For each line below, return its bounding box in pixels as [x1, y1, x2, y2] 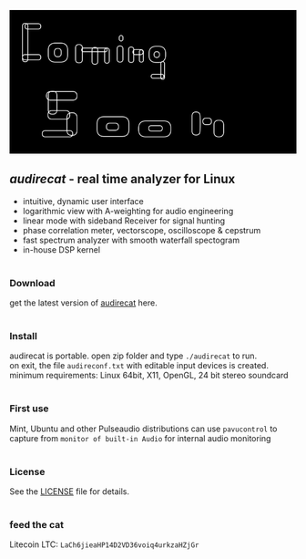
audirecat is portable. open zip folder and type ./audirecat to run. [9, 350, 258, 361]
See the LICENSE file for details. [9, 486, 130, 497]
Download [9, 276, 56, 289]
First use [9, 402, 49, 415]
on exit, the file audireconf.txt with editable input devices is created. [9, 360, 269, 371]
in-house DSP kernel [22, 243, 101, 255]
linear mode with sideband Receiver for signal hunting [22, 215, 226, 226]
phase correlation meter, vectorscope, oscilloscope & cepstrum [22, 224, 261, 235]
